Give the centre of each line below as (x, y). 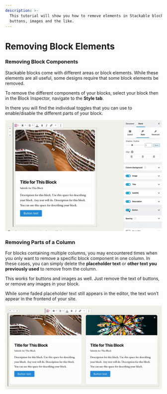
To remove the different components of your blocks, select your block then (82, 93)
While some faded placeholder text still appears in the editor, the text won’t (82, 293)
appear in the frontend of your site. (41, 299)
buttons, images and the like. (42, 21)
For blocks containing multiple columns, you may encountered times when (81, 253)
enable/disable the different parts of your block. (54, 113)
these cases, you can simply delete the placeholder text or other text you (81, 263)
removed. (15, 83)
